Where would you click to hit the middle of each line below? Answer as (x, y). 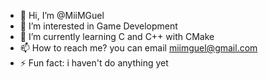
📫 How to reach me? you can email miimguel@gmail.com (138, 48)
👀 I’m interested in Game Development (98, 26)
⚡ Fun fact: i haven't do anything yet (94, 63)
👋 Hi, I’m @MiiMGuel (62, 15)
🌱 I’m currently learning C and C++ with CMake (117, 36)
